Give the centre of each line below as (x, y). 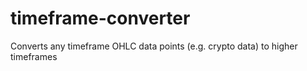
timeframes (34, 56)
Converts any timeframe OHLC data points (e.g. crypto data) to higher (154, 46)
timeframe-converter (100, 18)
